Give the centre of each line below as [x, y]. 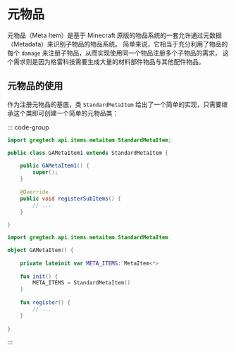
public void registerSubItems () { [70, 199]
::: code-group [28, 127]
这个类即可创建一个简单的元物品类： [66, 113]
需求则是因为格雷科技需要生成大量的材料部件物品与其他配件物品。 [109, 61]
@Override [35, 192]
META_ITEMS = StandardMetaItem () [82, 283]
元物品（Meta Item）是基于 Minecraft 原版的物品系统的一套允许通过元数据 [114, 35]
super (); [45, 172]
